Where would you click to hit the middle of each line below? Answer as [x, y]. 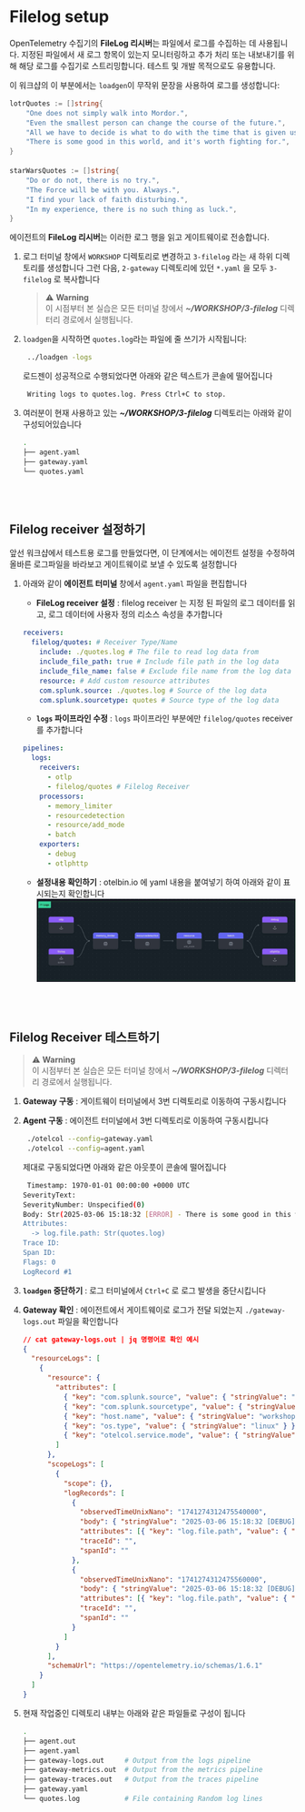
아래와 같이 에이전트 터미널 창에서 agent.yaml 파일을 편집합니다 [135, 583]
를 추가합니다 [59, 730]
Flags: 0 [39, 1262]
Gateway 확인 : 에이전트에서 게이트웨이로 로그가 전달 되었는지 [133, 1310]
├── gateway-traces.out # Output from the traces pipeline [141, 1780]
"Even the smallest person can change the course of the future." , [156, 123]
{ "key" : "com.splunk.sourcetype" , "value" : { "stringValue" [181, 1407]
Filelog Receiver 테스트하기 [85, 1037]
